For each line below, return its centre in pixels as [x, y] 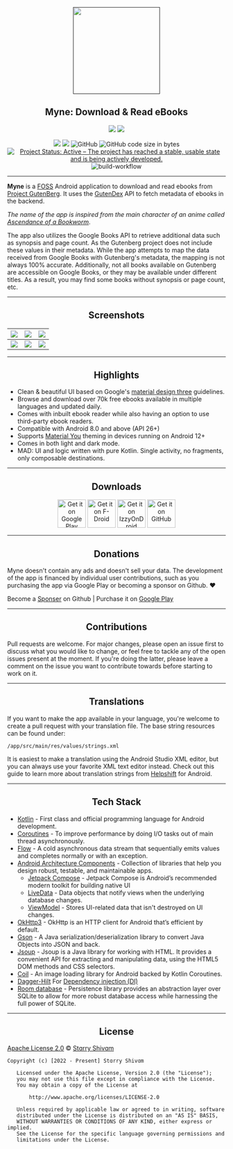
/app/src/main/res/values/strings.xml [63, 746]
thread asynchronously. [51, 841]
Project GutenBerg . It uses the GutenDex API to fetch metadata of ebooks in [115, 193]
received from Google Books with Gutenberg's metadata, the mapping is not [116, 257]
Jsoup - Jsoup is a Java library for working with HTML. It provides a [114, 952]
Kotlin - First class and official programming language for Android [111, 818]
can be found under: [36, 733]
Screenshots [116, 315]
